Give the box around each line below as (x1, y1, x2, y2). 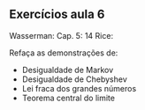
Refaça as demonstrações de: (9, 48, 118, 58)
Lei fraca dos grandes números (21, 83, 137, 93)
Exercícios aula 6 (9, 7, 105, 22)
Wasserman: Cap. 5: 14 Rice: (9, 30, 113, 40)
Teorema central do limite (21, 92, 115, 103)
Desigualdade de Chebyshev (21, 74, 127, 84)
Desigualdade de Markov (21, 64, 114, 75)
